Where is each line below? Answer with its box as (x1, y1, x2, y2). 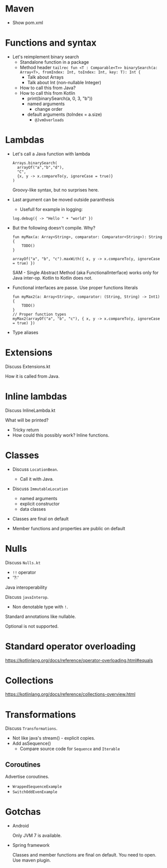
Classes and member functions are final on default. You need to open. (12, 852, 157, 858)
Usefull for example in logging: (19, 206, 83, 212)
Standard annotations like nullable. (5, 613, 76, 619)
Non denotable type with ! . (12, 603, 68, 609)
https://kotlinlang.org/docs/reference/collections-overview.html (5, 691, 136, 697)
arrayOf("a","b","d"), (17, 165, 64, 170)
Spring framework (12, 842, 50, 848)
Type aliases (12, 329, 38, 335)
